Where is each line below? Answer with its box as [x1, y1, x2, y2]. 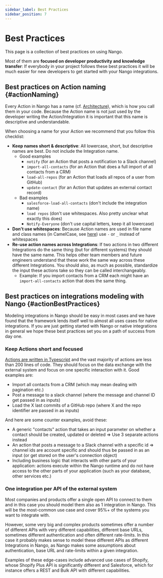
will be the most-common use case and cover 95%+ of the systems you [5, 507, 150, 513]
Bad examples [19, 195, 48, 201]
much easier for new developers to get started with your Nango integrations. [5, 69, 159, 75]
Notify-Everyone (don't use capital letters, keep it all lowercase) [26, 221, 154, 227]
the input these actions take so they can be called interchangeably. [12, 268, 147, 273]
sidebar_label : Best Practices [5, 7, 69, 12]
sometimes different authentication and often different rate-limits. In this [5, 532, 149, 537]
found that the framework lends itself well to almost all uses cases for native [5, 318, 158, 324]
